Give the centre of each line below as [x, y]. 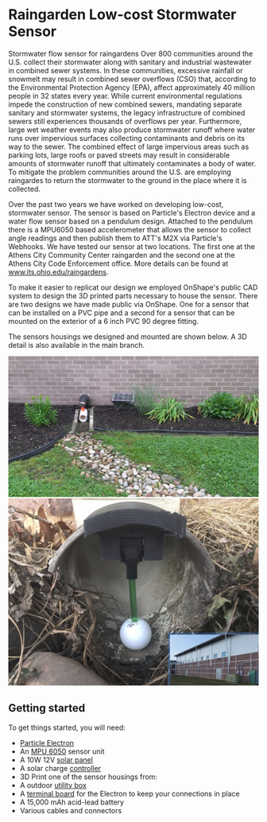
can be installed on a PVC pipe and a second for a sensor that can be [122, 313]
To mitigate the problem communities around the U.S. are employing [120, 172]
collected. [25, 189]
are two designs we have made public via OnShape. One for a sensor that [129, 304]
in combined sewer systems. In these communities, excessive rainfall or [126, 70]
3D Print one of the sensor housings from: [88, 777]
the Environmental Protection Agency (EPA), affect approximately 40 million [132, 87]
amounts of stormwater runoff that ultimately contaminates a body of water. [132, 163]
